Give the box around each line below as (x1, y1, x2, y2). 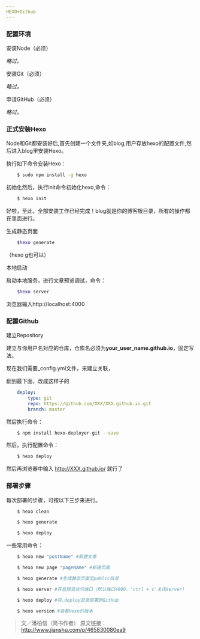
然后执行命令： (6, 418, 43, 425)
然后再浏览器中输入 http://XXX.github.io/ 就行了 (6, 465, 123, 472)
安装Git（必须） (6, 70, 45, 77)
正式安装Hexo (6, 124, 47, 133)
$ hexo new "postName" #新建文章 (17, 554, 97, 560)
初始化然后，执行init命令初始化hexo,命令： (6, 184, 111, 191)
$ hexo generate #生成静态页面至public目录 (17, 575, 119, 581)
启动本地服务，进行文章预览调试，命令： (6, 277, 106, 284)
